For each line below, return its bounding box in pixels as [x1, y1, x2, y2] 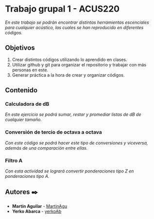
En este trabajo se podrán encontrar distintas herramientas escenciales [5, 19, 149, 25]
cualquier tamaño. [5, 117, 42, 123]
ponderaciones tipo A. [5, 173, 50, 179]
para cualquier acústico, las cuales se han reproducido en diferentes [5, 24, 144, 30]
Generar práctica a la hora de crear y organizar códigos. [12, 72, 125, 78]
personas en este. [12, 67, 49, 73]
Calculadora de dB [5, 101, 50, 108]
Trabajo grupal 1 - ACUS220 [5, 3, 120, 15]
